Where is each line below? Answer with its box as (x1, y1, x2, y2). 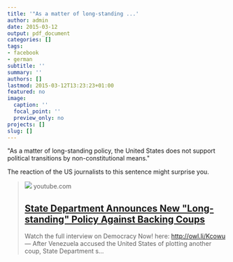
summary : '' (7, 69, 42, 76)
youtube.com (33, 182, 72, 191)
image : (7, 95, 27, 102)
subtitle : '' (7, 62, 45, 69)
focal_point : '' (13, 108, 61, 115)
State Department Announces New (24, 202, 181, 214)
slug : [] (7, 127, 33, 135)
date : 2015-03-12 (7, 23, 58, 30)
